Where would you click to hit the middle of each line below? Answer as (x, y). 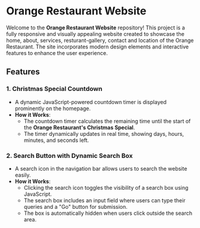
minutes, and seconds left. (56, 140)
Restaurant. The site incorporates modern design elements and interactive (98, 47)
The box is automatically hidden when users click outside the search (108, 213)
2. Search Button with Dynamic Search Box (70, 156)
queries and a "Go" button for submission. (76, 206)
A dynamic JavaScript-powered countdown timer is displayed (91, 102)
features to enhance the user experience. (57, 53)
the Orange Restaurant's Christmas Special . (79, 127)
